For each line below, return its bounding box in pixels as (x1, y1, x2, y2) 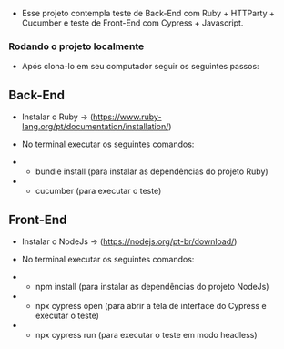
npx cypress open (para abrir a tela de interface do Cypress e (35, 300, 267, 311)
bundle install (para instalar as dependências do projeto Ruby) (35, 166, 269, 177)
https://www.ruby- (93, 111, 162, 122)
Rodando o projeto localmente (8, 40, 145, 53)
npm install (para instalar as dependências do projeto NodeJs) (35, 281, 269, 292)
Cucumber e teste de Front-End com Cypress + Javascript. (21, 17, 244, 28)
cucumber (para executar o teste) (35, 186, 162, 197)
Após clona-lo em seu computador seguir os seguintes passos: (21, 61, 260, 72)
